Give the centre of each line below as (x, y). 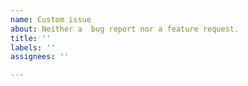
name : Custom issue (51, 19)
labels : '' (33, 47)
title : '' (31, 38)
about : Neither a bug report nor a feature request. (125, 29)
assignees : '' (40, 57)
